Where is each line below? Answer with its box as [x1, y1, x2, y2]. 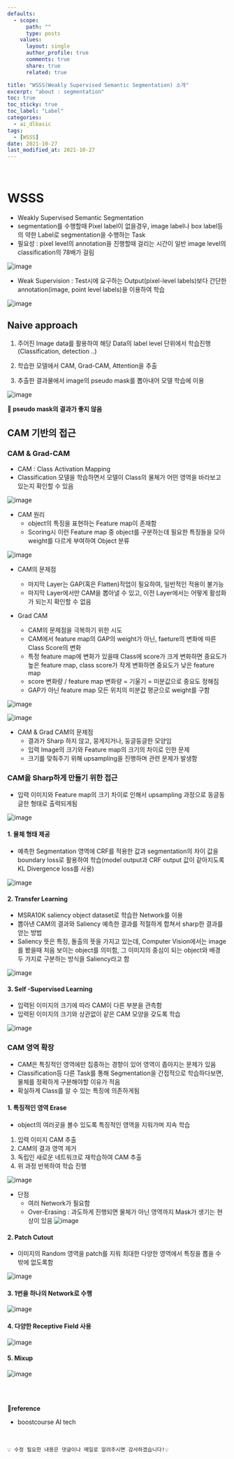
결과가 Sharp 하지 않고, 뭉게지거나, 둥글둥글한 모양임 [27, 736, 173, 745]
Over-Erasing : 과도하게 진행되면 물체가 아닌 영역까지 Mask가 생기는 [27, 1208, 215, 1216]
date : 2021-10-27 [7, 140, 58, 147]
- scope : [13, 17, 39, 24]
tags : [7, 127, 23, 134]
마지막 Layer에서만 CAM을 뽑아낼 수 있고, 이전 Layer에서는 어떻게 [27, 588, 208, 597]
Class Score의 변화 [27, 643, 82, 651]
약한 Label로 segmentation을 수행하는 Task [24, 230, 146, 239]
